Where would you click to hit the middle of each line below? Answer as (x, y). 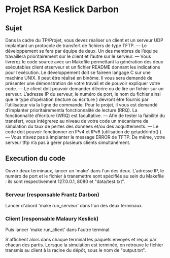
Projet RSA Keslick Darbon (62, 9)
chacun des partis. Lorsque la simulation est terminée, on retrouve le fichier (84, 245)
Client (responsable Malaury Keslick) (52, 219)
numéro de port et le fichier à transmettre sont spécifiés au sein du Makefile (84, 176)
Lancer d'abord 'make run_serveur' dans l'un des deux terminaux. (74, 206)
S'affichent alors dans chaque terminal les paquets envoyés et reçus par (81, 240)
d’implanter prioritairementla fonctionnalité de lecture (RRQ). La (72, 110)
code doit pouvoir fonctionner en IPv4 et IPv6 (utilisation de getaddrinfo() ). (84, 132)
